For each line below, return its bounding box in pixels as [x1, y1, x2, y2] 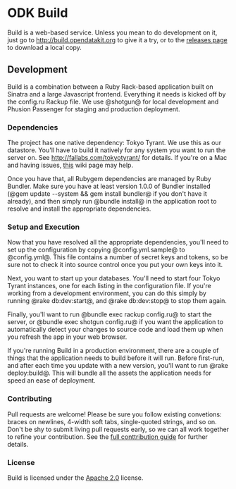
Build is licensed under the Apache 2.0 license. [7, 473, 144, 482]
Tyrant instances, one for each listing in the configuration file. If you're [7, 282, 211, 290]
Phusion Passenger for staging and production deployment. [7, 104, 180, 113]
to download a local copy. [7, 43, 82, 51]
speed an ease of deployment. [7, 376, 97, 385]
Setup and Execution [7, 222, 80, 232]
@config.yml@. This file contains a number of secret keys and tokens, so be [7, 253, 228, 261]
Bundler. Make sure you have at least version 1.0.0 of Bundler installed [7, 182, 211, 191]
